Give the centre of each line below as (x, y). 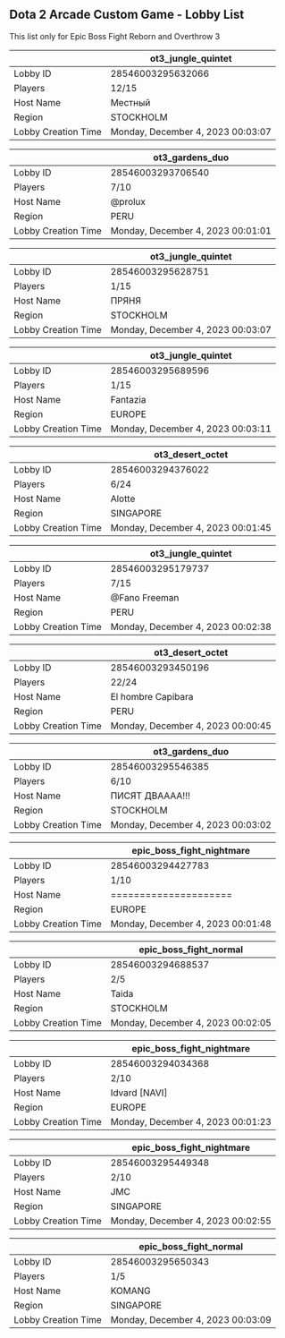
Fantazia (128, 399)
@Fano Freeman (145, 597)
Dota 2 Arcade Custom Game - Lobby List (127, 15)
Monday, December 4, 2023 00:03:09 (191, 1319)
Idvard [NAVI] (139, 1093)
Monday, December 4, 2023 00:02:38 (191, 626)
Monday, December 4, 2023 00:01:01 (191, 230)
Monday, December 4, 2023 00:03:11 (191, 429)
